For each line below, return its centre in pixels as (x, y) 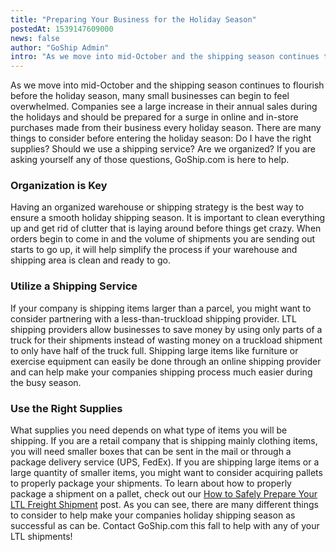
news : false (35, 38)
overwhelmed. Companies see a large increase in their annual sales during (164, 107)
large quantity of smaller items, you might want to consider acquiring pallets (166, 473)
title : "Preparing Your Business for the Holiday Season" (133, 19)
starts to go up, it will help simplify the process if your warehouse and (154, 250)
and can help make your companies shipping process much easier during (161, 372)
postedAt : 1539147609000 (62, 29)
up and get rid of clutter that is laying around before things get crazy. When (166, 228)
